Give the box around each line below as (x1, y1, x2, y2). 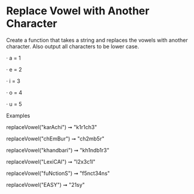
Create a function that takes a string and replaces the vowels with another (6, 36, 188, 43)
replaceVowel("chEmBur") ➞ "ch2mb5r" (6, 135, 104, 142)
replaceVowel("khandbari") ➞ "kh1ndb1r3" (6, 146, 109, 154)
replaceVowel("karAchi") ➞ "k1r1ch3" (6, 123, 97, 130)
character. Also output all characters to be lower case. (6, 43, 139, 50)
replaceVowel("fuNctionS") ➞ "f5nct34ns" (6, 170, 110, 177)
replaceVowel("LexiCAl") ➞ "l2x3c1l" (6, 158, 96, 165)
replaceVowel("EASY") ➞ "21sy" (6, 181, 85, 188)
